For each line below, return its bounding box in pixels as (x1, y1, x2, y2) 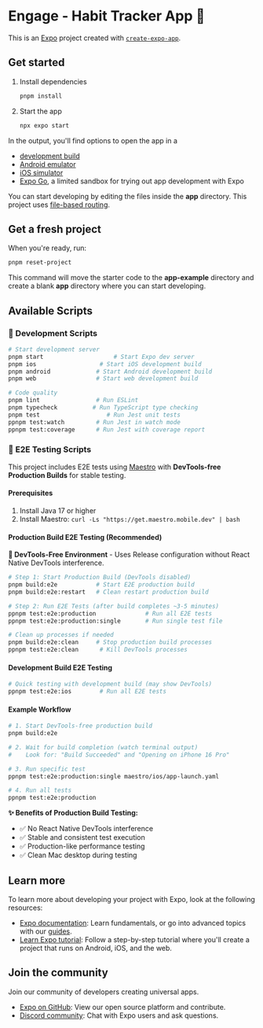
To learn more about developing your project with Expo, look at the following (8, 895, 255, 904)
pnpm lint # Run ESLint (8, 397, 139, 405)
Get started (8, 56, 65, 69)
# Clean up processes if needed (8, 631, 114, 639)
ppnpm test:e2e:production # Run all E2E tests (8, 609, 213, 617)
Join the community (8, 966, 108, 979)
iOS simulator (19, 168, 64, 177)
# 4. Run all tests (8, 786, 72, 794)
